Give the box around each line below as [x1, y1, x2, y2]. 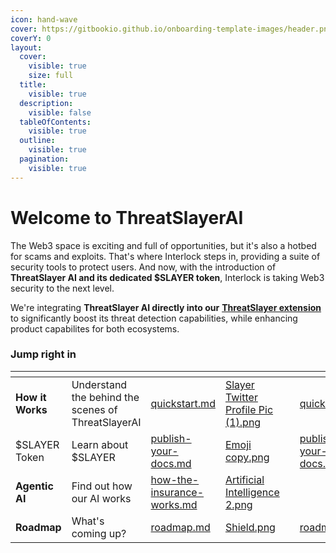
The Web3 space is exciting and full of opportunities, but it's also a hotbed [10, 239, 317, 251]
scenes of [71, 402, 118, 416]
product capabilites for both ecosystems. [10, 322, 180, 335]
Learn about [71, 437, 129, 451]
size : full [28, 71, 74, 81]
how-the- [150, 472, 200, 486]
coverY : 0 [10, 33, 52, 43]
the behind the [71, 390, 140, 404]
